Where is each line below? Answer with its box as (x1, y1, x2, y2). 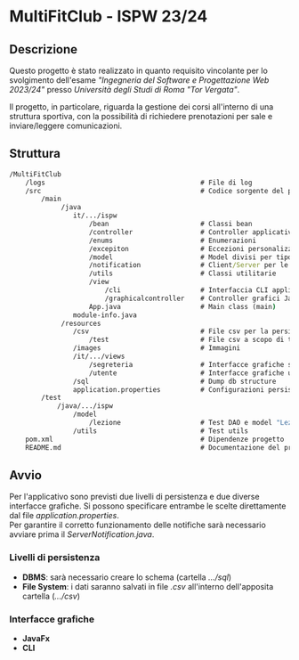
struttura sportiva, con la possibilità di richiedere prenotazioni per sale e (9, 111, 273, 121)
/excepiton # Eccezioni (88, 244, 245, 253)
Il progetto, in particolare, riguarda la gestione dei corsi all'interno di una (9, 102, 274, 112)
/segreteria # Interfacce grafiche (88, 360, 285, 369)
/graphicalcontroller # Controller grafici (104, 294, 280, 303)
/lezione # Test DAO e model (88, 419, 273, 428)
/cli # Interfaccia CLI (104, 286, 269, 295)
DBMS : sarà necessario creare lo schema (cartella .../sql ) (21, 572, 232, 583)
